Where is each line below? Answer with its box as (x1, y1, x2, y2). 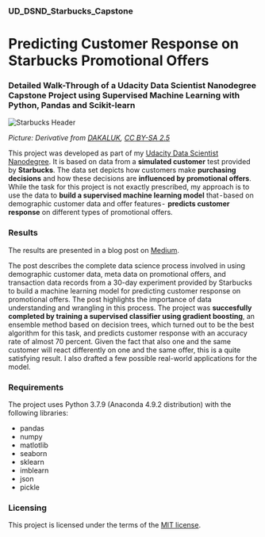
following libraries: (8, 409, 69, 417)
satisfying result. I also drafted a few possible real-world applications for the (8, 353, 258, 362)
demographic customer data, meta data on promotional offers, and (8, 269, 226, 278)
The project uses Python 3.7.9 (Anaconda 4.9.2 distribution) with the (8, 400, 232, 409)
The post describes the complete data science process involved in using (8, 260, 246, 270)
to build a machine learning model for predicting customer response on (8, 286, 241, 295)
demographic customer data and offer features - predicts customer (8, 199, 230, 209)
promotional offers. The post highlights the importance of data (8, 294, 212, 304)
